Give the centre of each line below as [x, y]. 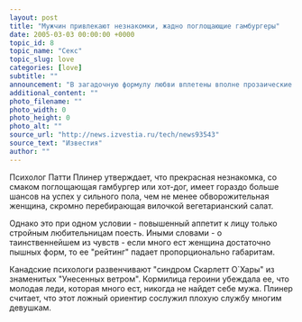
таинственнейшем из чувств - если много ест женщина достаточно [140, 242]
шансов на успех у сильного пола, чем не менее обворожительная [139, 196]
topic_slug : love [42, 59]
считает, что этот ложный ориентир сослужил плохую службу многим [146, 298]
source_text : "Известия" [56, 143]
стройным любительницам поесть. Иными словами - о [116, 233]
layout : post [34, 18]
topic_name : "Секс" [46, 51]
